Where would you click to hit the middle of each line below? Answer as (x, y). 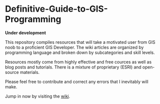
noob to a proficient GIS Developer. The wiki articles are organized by (74, 47)
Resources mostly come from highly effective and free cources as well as (78, 62)
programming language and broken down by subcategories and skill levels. (80, 52)
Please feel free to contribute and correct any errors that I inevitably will (77, 82)
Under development (25, 33)
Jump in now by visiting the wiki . (38, 96)
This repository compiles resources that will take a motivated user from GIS (80, 42)
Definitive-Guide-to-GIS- (56, 9)
